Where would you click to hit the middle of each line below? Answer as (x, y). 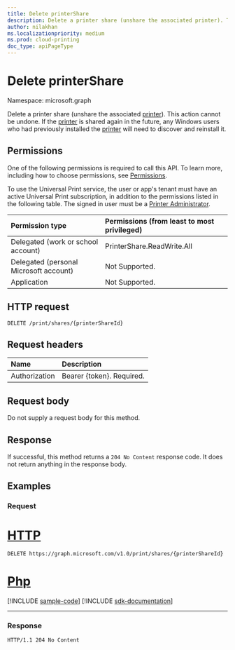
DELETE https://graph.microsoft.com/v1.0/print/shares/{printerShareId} (115, 554)
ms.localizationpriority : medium (56, 33)
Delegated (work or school (55, 241)
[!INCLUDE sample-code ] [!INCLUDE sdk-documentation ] (90, 601)
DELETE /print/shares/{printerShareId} (65, 323)
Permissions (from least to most (159, 221)
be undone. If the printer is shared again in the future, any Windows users (113, 121)
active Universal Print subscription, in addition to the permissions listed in (113, 196)
